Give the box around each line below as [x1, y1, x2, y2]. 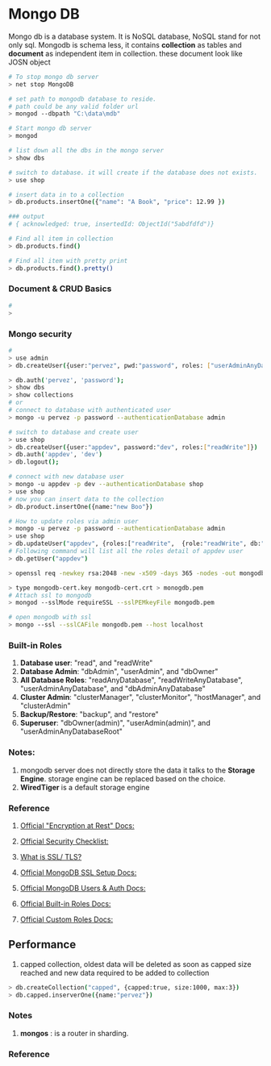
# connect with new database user [8, 473, 125, 481]
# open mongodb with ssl [8, 614, 92, 622]
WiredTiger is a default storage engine [19, 782, 150, 792]
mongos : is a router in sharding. [19, 1028, 129, 1038]
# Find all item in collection [8, 235, 114, 243]
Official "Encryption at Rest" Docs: [19, 820, 135, 831]
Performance [8, 938, 77, 951]
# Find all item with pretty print [8, 256, 128, 264]
